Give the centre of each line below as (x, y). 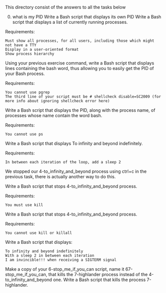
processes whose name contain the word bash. (54, 115)
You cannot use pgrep (28, 92)
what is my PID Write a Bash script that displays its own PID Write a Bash (87, 17)
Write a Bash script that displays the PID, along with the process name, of (80, 110)
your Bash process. (25, 73)
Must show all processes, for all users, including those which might (80, 41)
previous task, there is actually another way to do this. (60, 177)
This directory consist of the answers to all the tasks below (65, 7)
